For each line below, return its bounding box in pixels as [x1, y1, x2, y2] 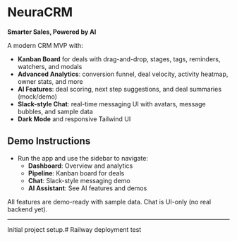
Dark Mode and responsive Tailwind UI [17, 114, 131, 123]
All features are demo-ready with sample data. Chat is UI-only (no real [7, 197, 212, 206]
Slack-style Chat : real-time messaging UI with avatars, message [17, 99, 206, 108]
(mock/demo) [17, 92, 58, 101]
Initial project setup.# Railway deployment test [7, 225, 142, 233]
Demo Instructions [7, 135, 91, 147]
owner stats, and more [17, 77, 83, 85]
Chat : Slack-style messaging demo [28, 176, 130, 185]
